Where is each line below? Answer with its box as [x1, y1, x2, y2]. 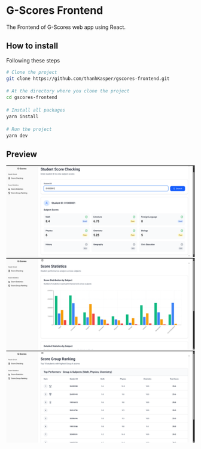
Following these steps [6, 56, 60, 64]
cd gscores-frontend [6, 94, 58, 101]
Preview [6, 149, 38, 159]
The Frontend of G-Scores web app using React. [6, 23, 126, 31]
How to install [6, 41, 59, 51]
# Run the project [6, 126, 52, 132]
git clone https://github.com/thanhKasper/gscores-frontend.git [6, 76, 170, 82]
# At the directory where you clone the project [6, 88, 130, 94]
